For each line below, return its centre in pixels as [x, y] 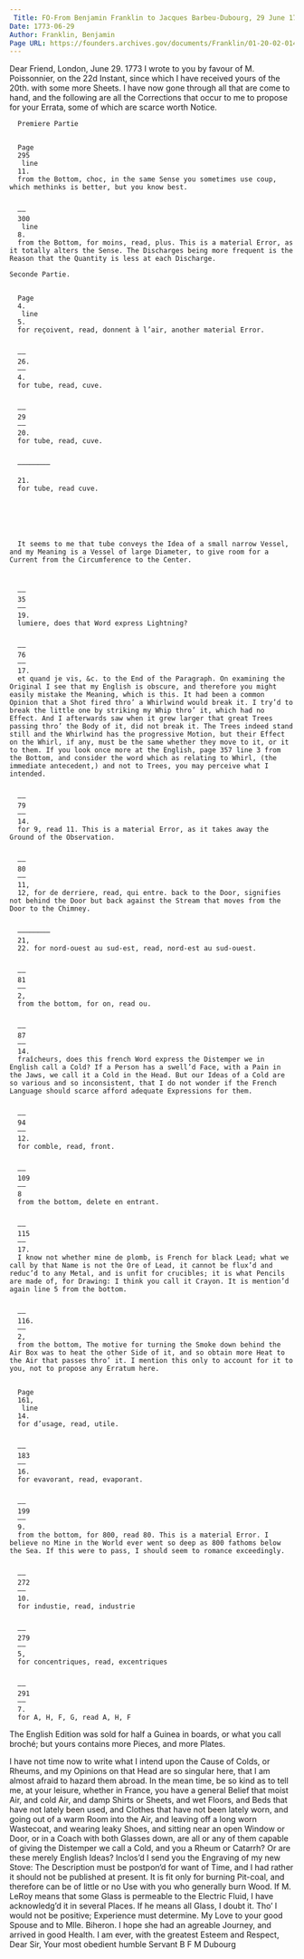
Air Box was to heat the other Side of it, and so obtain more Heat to [147, 1353]
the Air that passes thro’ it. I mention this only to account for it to [152, 1361]
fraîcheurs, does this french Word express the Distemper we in [141, 1060]
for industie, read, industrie [76, 1607]
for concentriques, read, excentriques [93, 1662]
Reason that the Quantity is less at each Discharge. [113, 259]
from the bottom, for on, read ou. [85, 1004]
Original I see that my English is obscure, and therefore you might [143, 687]
